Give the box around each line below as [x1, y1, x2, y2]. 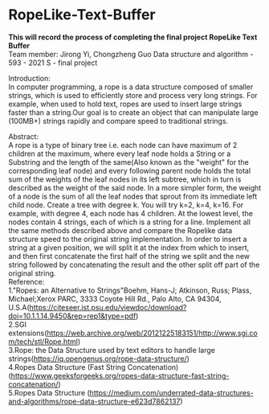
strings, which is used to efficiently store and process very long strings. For [8, 90, 259, 100]
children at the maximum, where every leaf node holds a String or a [8, 149, 231, 158]
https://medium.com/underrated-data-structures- [89, 387, 255, 397]
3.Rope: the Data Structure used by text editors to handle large [8, 345, 215, 355]
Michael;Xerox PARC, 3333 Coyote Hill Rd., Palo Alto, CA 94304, [8, 293, 222, 303]
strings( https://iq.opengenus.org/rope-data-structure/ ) [8, 354, 190, 363]
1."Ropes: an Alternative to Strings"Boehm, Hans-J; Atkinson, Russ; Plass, [8, 285, 252, 295]
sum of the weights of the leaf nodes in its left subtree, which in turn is [8, 174, 242, 184]
